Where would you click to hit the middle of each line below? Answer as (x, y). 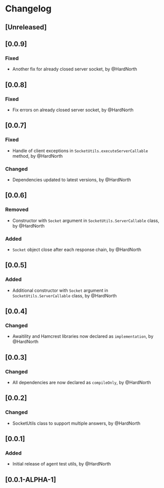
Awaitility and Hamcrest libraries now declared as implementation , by (83, 336)
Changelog (28, 9)
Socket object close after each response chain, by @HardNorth (77, 249)
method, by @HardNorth (38, 156)
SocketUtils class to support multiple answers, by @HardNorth (76, 423)
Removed (17, 210)
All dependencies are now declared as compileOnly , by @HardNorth (82, 382)
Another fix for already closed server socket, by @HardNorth (75, 69)
